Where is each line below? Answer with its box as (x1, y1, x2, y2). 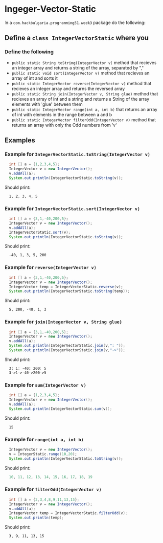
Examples (4, 136, 35, 145)
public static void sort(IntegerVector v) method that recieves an (11, 70, 150, 76)
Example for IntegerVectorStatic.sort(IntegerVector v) (4, 205, 140, 212)
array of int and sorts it (11, 75, 58, 81)
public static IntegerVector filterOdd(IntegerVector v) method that (11, 116, 156, 123)
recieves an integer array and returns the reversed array (11, 86, 125, 91)
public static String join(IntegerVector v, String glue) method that (11, 90, 158, 96)
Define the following (4, 48, 54, 55)
